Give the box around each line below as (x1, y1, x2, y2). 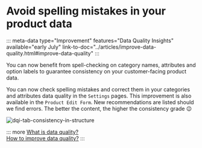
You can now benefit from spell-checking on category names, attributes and (6, 61, 196, 69)
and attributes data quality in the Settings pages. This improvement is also (6, 92, 192, 99)
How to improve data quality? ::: (6, 134, 86, 142)
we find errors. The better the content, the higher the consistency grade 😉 (6, 105, 192, 112)
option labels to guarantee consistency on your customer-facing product (6, 67, 187, 75)
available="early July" (6, 43, 62, 51)
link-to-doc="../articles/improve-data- (62, 43, 157, 51)
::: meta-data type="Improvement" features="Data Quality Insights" (6, 37, 174, 44)
